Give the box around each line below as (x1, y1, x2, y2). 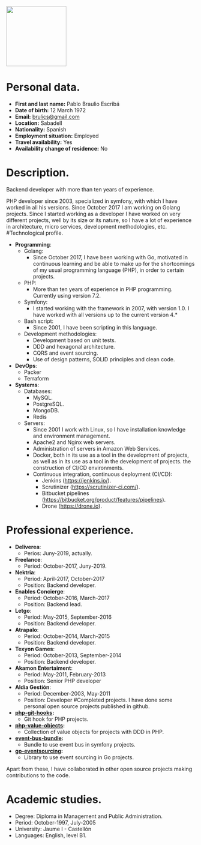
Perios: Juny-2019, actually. (23, 549, 92, 557)
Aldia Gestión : (14, 684, 52, 691)
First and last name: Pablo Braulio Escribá (14, 100, 120, 107)
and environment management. (32, 432, 110, 439)
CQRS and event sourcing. (32, 349, 98, 356)
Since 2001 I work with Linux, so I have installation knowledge (32, 426, 186, 433)
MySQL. (32, 394, 53, 401)
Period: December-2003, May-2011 (23, 690, 111, 697)
